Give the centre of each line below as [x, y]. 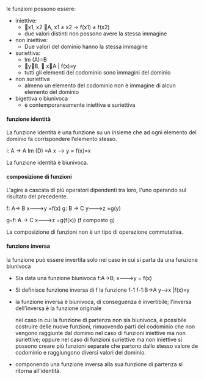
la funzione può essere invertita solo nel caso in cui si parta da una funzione [102, 259]
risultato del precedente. [37, 197]
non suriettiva [32, 79]
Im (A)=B [35, 60]
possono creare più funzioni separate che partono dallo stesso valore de [107, 346]
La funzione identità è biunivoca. [47, 163]
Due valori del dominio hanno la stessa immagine [86, 46]
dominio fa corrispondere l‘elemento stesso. [62, 139]
